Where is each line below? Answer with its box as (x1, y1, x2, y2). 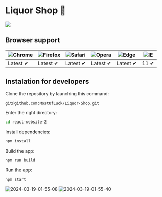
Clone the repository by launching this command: (5, 90, 109, 96)
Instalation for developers (5, 77, 89, 86)
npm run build (5, 158, 36, 163)
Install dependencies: (5, 129, 51, 135)
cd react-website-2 (5, 119, 47, 125)
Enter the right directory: (5, 110, 57, 116)
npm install (5, 139, 31, 144)
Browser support (5, 36, 60, 45)
